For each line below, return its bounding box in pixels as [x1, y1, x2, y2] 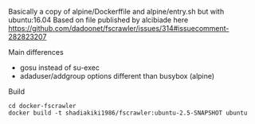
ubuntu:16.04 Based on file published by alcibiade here [8, 15, 189, 25]
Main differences [8, 48, 64, 56]
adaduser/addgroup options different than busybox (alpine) [19, 72, 215, 80]
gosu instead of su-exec [19, 63, 100, 72]
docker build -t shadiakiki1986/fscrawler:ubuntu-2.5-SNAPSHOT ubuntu [8, 109, 248, 117]
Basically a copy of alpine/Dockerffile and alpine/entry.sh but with [8, 7, 225, 16]
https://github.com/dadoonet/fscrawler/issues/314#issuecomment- [8, 24, 229, 33]
